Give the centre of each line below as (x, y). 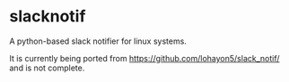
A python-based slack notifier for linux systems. (98, 41)
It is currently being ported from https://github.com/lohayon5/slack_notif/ (144, 58)
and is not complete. (47, 68)
